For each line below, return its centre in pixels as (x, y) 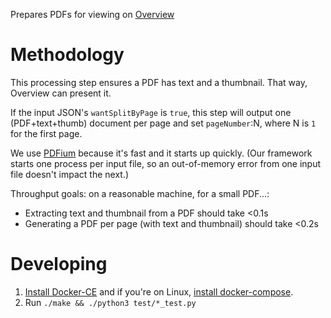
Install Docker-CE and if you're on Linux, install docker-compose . (159, 291)
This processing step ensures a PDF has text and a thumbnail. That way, (159, 82)
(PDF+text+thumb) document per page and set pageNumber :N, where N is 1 (163, 123)
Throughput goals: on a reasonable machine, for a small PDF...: (140, 193)
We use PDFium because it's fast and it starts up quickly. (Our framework (161, 153)
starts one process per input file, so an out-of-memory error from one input (166, 163)
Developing (59, 264)
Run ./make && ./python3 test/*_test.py (110, 302)
